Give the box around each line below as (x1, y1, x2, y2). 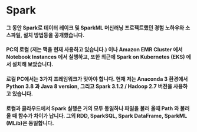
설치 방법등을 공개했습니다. (23, 31, 85, 38)
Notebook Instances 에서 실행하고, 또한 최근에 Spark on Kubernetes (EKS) (6, 54, 185, 61)
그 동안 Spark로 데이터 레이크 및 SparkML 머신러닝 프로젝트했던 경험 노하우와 (6, 24, 185, 31)
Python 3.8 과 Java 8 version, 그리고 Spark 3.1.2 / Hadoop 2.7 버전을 (6, 82, 173, 90)
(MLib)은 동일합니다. (6, 119, 54, 127)
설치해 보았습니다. (12, 61, 54, 68)
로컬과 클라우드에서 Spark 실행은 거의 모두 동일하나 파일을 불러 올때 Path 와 (6, 104, 179, 112)
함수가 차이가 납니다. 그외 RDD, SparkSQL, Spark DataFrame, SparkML (18, 112, 188, 119)
